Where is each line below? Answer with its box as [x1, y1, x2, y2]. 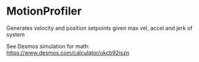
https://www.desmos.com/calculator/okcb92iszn [6, 49, 130, 56]
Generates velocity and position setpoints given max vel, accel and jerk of [6, 24, 193, 32]
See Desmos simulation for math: [6, 43, 90, 50]
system [6, 30, 25, 38]
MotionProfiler [6, 4, 82, 18]
